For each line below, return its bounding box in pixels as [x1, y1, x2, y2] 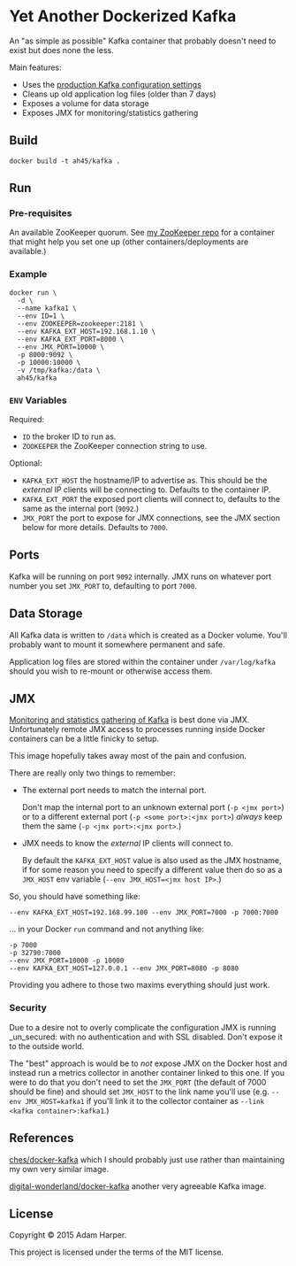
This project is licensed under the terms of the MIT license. [9, 1247, 224, 1258]
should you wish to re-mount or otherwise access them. [9, 666, 213, 676]
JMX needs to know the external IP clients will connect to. [21, 838, 234, 849]
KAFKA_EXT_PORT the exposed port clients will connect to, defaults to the [21, 494, 281, 505]
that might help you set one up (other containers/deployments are [9, 236, 249, 247]
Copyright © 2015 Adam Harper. [9, 1230, 127, 1240]
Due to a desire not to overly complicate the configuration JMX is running [9, 1022, 277, 1032]
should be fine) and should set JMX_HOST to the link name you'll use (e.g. [9, 1086, 269, 1097]
